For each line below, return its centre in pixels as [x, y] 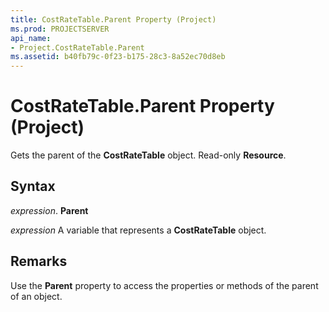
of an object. [36, 296]
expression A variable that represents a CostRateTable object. [138, 230]
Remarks [39, 261]
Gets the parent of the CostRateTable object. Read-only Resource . [148, 155]
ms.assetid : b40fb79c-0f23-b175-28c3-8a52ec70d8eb [118, 57]
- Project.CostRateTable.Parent [77, 47]
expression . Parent [49, 210]
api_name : [31, 38]
